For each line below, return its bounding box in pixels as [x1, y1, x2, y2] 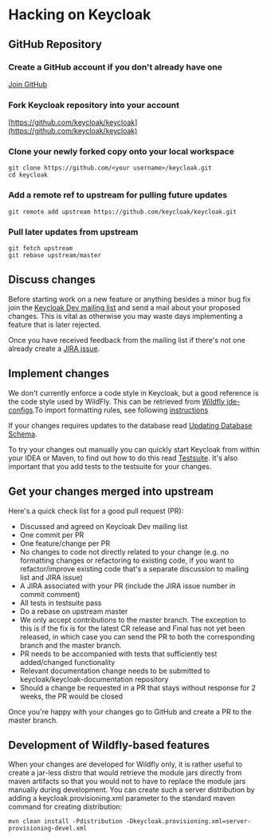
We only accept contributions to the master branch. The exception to [19, 615, 246, 624]
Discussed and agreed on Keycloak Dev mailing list [19, 521, 188, 531]
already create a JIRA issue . [8, 344, 100, 353]
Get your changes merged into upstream [8, 485, 214, 499]
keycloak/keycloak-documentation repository [19, 674, 169, 684]
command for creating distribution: [8, 802, 123, 812]
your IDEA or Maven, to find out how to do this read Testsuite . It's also [8, 453, 238, 463]
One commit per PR [19, 530, 84, 539]
